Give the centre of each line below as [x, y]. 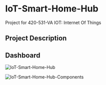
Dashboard [23, 55]
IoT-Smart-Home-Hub [52, 9]
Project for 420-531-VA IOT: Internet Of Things [53, 22]
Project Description [36, 38]
